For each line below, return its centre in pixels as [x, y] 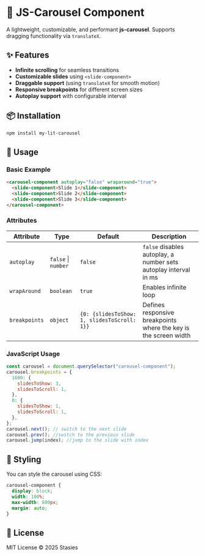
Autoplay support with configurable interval [71, 96]
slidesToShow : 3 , [39, 384]
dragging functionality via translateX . [54, 35]
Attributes [22, 221]
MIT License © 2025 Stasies [42, 547]
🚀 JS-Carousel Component [75, 13]
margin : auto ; [30, 508]
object [59, 320]
